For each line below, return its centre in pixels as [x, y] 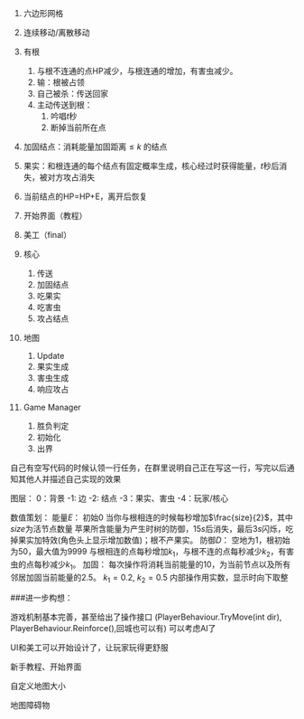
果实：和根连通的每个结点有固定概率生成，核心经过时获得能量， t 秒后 [151, 166]
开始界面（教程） [55, 216]
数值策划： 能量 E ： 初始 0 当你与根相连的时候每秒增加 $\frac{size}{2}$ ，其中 [152, 517]
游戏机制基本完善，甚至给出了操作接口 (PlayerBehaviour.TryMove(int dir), [146, 617]
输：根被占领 [60, 82]
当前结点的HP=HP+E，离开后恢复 [85, 196]
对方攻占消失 [71, 177]
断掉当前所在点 [78, 128]
